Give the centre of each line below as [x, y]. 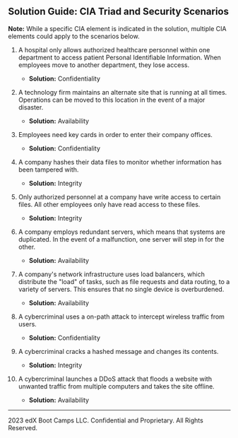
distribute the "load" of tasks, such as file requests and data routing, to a [124, 281]
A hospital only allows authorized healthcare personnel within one [114, 49]
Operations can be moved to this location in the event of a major [112, 100]
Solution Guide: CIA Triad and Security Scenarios [118, 12]
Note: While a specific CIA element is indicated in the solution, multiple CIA [117, 28]
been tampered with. [48, 170]
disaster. [31, 107]
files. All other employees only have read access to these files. [109, 204]
